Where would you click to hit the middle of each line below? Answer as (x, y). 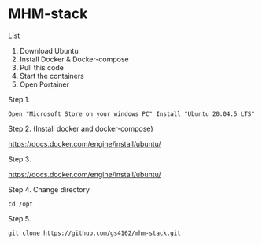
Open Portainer (44, 84)
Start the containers (52, 76)
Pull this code (42, 67)
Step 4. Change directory (49, 189)
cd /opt (21, 204)
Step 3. (20, 159)
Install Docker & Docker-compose (74, 59)
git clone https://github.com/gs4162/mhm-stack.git (94, 233)
